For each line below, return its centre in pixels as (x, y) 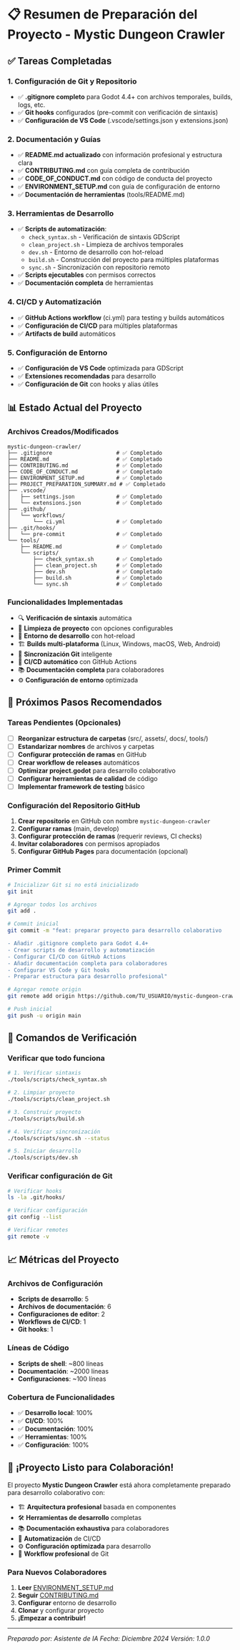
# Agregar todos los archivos (52, 905)
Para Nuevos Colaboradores (57, 1572)
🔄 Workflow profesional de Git (63, 1554)
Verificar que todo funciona (56, 1058)
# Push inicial (30, 1009)
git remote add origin (41, 996)
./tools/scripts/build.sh (46, 1119)
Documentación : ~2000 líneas (63, 1371)
